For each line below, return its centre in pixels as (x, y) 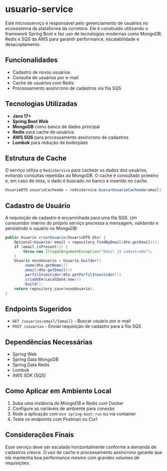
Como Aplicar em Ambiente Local (58, 391)
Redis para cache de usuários (43, 132)
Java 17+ (22, 116)
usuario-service (39, 9)
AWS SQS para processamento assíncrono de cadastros (70, 137)
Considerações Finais (40, 435)
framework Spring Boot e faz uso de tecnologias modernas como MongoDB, (84, 34)
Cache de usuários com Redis (43, 83)
